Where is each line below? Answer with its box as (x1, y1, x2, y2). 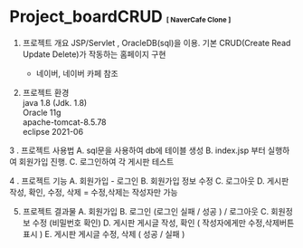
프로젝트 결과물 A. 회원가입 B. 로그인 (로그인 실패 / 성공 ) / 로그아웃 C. (22, 205, 270, 216)
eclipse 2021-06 (22, 126, 84, 137)
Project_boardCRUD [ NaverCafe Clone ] (9, 6, 232, 27)
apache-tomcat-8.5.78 (22, 116, 107, 128)
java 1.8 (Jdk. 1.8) (22, 97, 88, 108)
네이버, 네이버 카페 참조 (35, 68, 119, 79)
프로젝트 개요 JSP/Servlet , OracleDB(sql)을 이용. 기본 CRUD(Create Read (22, 37, 291, 48)
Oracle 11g (22, 107, 62, 118)
